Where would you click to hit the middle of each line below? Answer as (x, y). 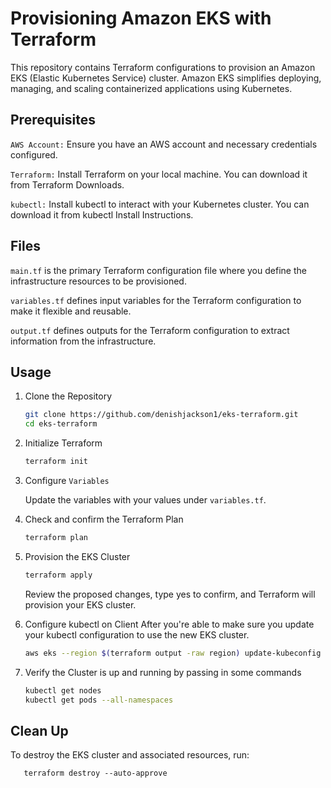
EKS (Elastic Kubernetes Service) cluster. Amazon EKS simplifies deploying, (166, 78)
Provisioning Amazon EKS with (141, 18)
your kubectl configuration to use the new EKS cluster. (137, 634)
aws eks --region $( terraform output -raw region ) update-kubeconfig (173, 653)
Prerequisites (53, 120)
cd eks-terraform (61, 424)
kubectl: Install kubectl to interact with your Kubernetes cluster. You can (160, 204)
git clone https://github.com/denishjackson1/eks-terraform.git (161, 415)
